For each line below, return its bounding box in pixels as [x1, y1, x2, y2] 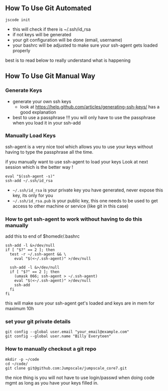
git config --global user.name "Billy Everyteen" [5, 334, 112, 339]
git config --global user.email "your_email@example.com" [5, 329, 129, 335]
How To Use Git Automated [5, 4, 92, 13]
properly [12, 47, 31, 53]
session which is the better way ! [5, 164, 73, 170]
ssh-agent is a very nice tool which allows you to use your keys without [5, 143, 153, 150]
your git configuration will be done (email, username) [12, 37, 122, 43]
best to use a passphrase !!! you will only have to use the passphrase [12, 114, 156, 120]
